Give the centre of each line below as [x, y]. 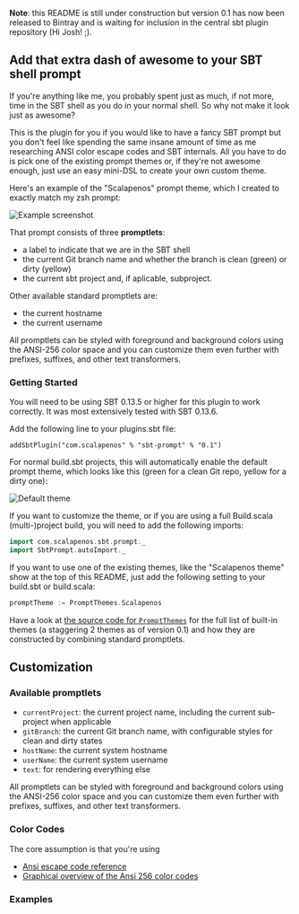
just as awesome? [43, 115]
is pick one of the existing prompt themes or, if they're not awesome [135, 161]
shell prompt [45, 74]
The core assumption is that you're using [85, 848]
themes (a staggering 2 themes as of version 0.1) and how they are [132, 629]
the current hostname [62, 312]
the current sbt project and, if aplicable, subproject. [117, 278]
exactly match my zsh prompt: [65, 198]
